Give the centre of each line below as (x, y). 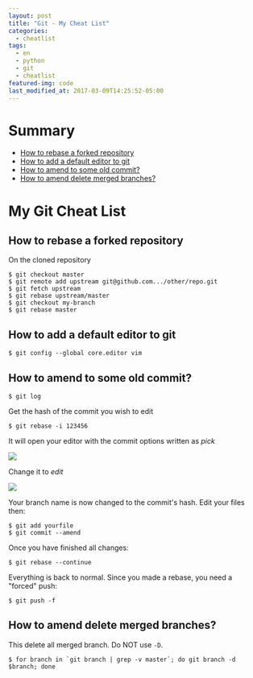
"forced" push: (33, 585)
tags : (17, 46)
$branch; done (32, 666)
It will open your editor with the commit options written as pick (112, 440)
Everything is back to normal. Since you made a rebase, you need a (120, 577)
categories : (28, 31)
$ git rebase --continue (50, 562)
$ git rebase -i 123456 (48, 426)
